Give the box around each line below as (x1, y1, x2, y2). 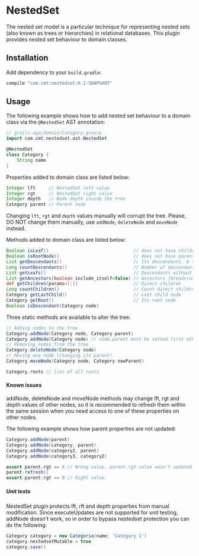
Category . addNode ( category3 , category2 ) (6, 453, 108, 459)
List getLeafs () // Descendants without (6, 270, 192, 276)
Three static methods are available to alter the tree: (6, 314, 131, 321)
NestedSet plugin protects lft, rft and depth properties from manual (6, 503, 170, 510)
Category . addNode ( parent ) (6, 437, 70, 443)
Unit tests (6, 487, 31, 495)
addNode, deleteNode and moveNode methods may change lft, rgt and (6, 395, 179, 402)
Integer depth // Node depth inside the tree (6, 196, 126, 202)
